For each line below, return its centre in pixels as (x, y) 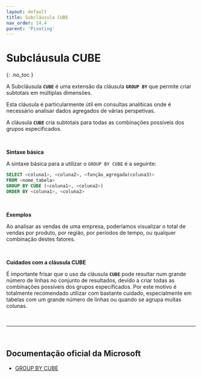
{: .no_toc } (20, 75)
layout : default (26, 12)
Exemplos (19, 214)
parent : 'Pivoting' (31, 29)
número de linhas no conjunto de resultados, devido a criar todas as (90, 280)
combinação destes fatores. (41, 239)
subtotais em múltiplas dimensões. (49, 93)
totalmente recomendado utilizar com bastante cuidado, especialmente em (99, 293)
